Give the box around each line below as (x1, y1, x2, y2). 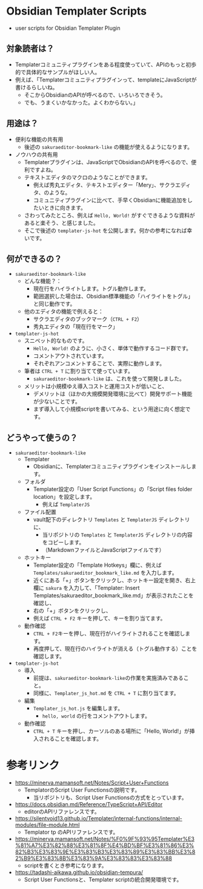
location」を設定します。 (33, 493, 96, 501)
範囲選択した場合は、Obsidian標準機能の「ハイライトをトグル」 (33, 293, 194, 300)
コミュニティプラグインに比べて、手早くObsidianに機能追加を (33, 196, 188, 204)
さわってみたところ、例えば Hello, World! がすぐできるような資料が (24, 211, 195, 219)
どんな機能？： (24, 278, 62, 285)
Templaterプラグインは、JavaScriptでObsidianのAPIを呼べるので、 (24, 158, 191, 165)
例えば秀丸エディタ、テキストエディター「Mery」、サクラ (33, 181, 176, 188)
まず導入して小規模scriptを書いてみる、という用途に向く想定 (33, 405, 185, 413)
